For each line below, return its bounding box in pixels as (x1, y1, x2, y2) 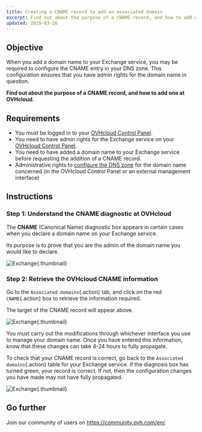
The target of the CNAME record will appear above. (6, 306, 133, 314)
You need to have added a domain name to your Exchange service (14, 148, 180, 156)
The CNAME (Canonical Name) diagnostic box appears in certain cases (6, 223, 184, 230)
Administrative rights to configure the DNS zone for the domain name (14, 161, 186, 168)
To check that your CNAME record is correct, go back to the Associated (6, 354, 183, 361)
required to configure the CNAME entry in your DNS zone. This (6, 65, 162, 72)
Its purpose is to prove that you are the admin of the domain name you (6, 241, 181, 249)
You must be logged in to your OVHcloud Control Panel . (14, 129, 153, 136)
